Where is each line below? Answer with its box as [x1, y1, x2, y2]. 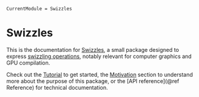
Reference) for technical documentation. [6, 84, 108, 91]
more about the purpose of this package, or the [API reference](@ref [6, 77, 179, 85]
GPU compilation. [6, 59, 51, 66]
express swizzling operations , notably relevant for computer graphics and [6, 52, 192, 60]
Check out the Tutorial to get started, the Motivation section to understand [6, 71, 194, 78]
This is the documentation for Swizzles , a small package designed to [6, 46, 179, 53]
